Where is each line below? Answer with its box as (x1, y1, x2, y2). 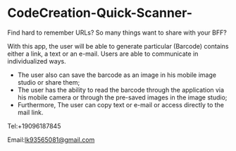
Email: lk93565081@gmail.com (7, 135, 95, 144)
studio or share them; (17, 78, 80, 86)
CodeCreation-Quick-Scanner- (7, 5, 192, 21)
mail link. (17, 108, 44, 116)
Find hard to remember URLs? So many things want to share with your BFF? (7, 28, 227, 37)
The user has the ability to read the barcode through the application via (17, 85, 224, 94)
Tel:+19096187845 (7, 121, 61, 130)
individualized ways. (7, 56, 66, 65)
